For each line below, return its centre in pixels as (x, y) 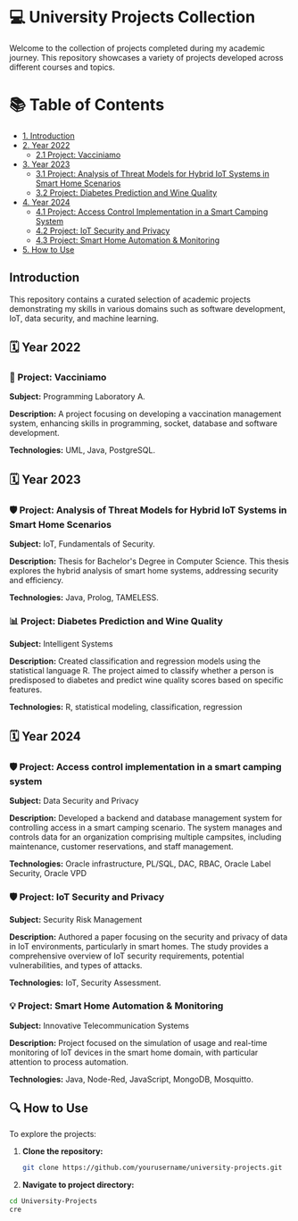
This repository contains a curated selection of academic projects (130, 299)
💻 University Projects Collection (132, 17)
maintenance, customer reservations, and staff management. (121, 847)
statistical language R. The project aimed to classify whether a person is (142, 671)
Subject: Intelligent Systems (61, 644)
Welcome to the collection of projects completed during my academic (137, 48)
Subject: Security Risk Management (76, 920)
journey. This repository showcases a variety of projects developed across (146, 57)
